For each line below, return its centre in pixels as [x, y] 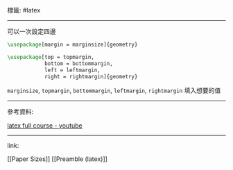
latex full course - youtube [45, 126]
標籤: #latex [24, 10]
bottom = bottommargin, [78, 63]
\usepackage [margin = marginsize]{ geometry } [72, 44]
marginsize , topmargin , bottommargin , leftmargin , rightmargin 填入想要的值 [114, 91]
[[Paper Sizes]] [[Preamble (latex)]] [57, 159]
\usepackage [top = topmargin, [51, 57]
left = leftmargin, [72, 70]
